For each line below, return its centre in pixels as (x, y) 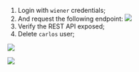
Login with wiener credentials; (61, 10)
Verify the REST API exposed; (61, 26)
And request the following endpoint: (70, 19)
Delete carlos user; (46, 34)
